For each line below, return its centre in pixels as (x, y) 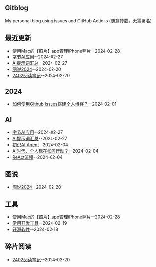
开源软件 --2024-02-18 (35, 229)
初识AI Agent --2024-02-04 (40, 145)
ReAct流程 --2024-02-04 (37, 157)
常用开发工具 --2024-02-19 (40, 223)
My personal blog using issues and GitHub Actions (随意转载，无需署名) (78, 21)
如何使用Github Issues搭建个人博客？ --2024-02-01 (64, 104)
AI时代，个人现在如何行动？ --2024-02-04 (55, 151)
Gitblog (17, 8)
